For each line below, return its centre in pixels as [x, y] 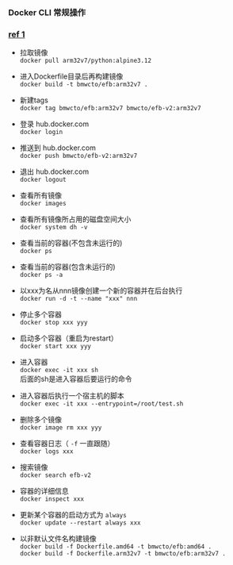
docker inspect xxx [52, 499]
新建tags [34, 100]
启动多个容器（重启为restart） [69, 338]
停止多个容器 [40, 314]
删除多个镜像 [40, 420]
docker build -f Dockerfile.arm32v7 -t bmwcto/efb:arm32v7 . [123, 554]
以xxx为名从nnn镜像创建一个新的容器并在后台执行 [101, 290]
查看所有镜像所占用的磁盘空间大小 [75, 219]
